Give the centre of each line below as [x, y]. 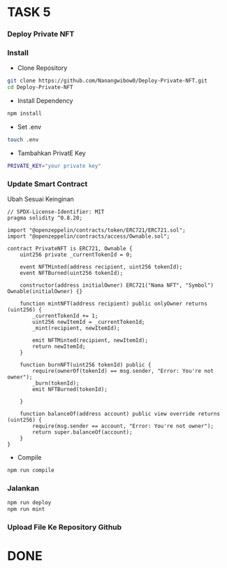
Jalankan [23, 488]
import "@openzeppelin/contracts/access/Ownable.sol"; [89, 236]
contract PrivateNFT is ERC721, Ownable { [70, 249]
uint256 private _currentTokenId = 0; [76, 255]
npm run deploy [29, 503]
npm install [24, 114]
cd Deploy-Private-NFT [40, 87]
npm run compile [31, 470]
